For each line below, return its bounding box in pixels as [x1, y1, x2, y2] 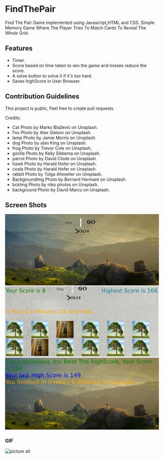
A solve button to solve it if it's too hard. [12, 72, 93, 79]
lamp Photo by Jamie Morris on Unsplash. [12, 135, 97, 141]
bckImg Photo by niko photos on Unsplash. [12, 181, 99, 187]
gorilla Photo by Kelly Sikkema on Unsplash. [12, 150, 101, 156]
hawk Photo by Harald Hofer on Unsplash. [12, 161, 97, 167]
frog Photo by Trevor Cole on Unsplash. [12, 145, 92, 151]
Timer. [12, 57, 25, 63]
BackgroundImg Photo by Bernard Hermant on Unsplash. [12, 176, 127, 182]
